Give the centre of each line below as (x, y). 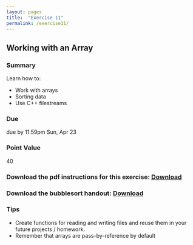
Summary (21, 65)
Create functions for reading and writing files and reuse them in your (101, 223)
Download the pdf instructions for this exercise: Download (94, 177)
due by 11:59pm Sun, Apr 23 (42, 132)
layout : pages (24, 12)
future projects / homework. (50, 229)
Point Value (24, 148)
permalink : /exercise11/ (38, 23)
